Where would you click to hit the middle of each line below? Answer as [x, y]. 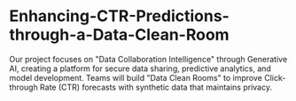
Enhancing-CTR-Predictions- [120, 16]
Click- [275, 77]
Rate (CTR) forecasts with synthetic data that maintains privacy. [156, 87]
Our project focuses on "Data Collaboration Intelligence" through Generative [148, 59]
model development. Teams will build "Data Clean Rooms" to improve [136, 77]
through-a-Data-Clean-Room [119, 35]
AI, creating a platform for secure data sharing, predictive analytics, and [140, 69]
